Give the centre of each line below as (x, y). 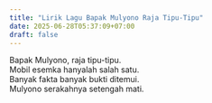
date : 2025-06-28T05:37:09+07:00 (72, 26)
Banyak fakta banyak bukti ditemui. (74, 80)
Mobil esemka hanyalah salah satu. (74, 70)
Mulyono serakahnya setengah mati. (77, 89)
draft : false (34, 34)
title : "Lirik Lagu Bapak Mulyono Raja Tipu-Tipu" (106, 18)
